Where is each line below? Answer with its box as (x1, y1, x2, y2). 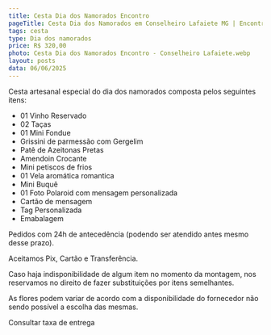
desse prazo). (8, 237, 55, 247)
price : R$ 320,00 (8, 42, 67, 50)
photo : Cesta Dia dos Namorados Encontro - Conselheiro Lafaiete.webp (8, 49, 251, 57)
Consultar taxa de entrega (8, 317, 95, 327)
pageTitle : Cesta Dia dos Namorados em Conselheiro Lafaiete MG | (8, 19, 236, 27)
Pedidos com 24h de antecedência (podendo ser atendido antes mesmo (8, 229, 249, 239)
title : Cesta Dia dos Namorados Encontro (8, 11, 150, 20)
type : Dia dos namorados (8, 34, 92, 43)
